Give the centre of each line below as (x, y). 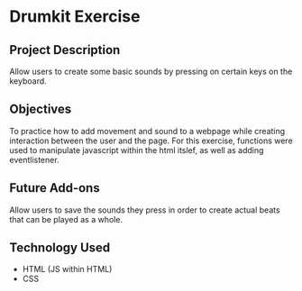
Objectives (41, 109)
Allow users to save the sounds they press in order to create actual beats (145, 210)
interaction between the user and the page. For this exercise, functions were (151, 141)
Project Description (65, 50)
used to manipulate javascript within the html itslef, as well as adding (137, 150)
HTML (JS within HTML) (67, 269)
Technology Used (60, 248)
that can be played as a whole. (66, 219)
